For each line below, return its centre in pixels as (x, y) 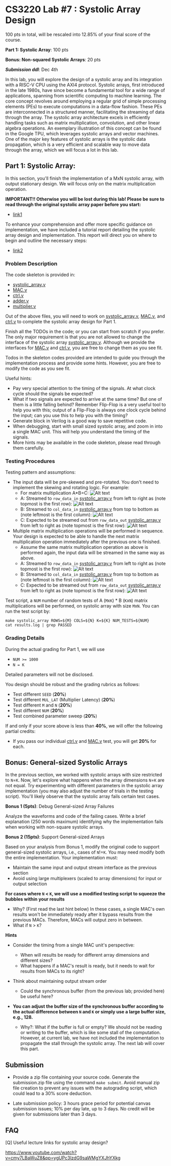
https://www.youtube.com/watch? (41, 1153)
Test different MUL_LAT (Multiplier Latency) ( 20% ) (64, 699)
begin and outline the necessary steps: (46, 240)
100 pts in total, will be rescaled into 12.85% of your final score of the (78, 34)
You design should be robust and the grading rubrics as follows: (72, 684)
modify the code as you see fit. (38, 369)
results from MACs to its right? (52, 971)
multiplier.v (24, 306)
